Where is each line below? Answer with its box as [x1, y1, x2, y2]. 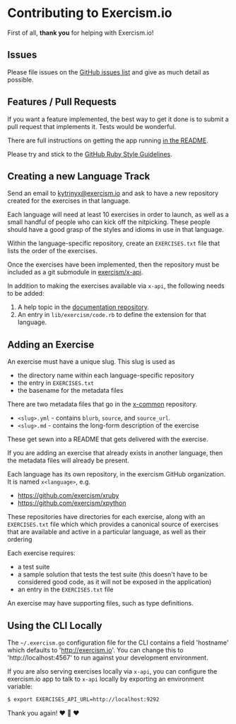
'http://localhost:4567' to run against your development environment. [7, 654, 208, 662]
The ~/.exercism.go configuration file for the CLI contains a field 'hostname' [7, 638, 229, 647]
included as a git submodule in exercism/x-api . [7, 268, 143, 277]
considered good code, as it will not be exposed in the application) [17, 578, 212, 586]
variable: [7, 682, 33, 691]
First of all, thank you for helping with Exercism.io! [7, 28, 154, 37]
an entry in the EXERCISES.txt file [17, 585, 114, 594]
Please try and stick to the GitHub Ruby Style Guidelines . [7, 150, 172, 158]
